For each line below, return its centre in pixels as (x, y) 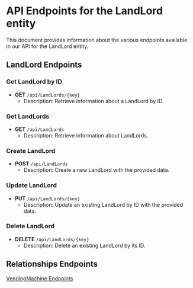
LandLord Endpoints (44, 65)
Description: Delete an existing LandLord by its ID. (84, 245)
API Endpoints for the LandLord (85, 11)
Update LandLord (32, 185)
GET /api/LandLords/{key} (47, 95)
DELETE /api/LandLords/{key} (52, 239)
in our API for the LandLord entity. (47, 46)
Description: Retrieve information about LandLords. (86, 135)
